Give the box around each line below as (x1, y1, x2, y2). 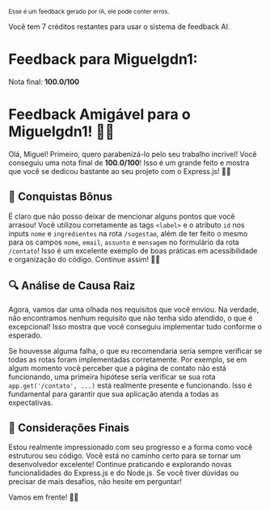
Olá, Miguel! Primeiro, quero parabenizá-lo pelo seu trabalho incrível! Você (8, 149, 257, 159)
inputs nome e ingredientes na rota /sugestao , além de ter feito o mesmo (8, 228, 248, 238)
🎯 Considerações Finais (8, 421, 130, 435)
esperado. (8, 330, 43, 340)
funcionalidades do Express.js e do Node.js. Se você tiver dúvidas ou (8, 468, 239, 478)
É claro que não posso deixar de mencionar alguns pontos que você (8, 211, 236, 221)
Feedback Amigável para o (8, 105, 192, 124)
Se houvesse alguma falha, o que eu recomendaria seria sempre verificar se (8, 346, 263, 355)
